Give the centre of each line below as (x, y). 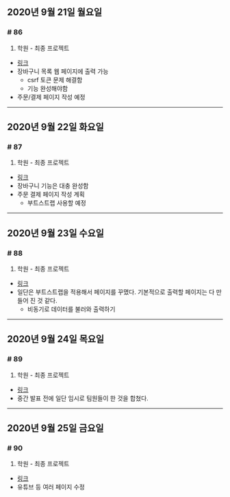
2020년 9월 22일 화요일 (55, 127)
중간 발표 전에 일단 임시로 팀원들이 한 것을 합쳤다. (82, 398)
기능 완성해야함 (48, 88)
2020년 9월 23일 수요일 (56, 233)
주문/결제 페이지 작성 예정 (51, 97)
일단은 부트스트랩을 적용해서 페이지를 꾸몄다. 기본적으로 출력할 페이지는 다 (116, 292)
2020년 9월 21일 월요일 (55, 12)
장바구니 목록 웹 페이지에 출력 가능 (63, 71)
